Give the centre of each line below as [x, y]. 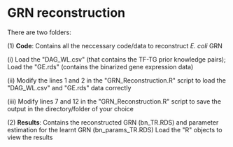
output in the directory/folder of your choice [71, 108]
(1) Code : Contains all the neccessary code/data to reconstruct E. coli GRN [115, 45]
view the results [30, 137]
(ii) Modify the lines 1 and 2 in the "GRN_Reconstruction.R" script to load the [116, 80]
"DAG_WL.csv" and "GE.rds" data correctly [69, 87]
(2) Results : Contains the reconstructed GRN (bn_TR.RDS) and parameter [113, 122]
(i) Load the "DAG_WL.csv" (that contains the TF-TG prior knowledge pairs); [116, 59]
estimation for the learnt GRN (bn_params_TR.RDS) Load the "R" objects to [115, 129]
